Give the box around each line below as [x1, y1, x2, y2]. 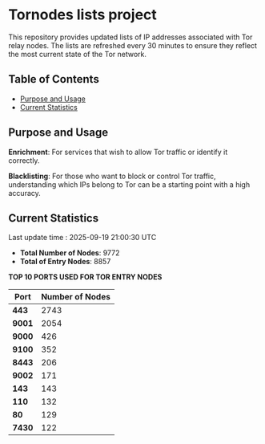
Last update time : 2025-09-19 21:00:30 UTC [8, 233, 157, 242]
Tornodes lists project [8, 6, 158, 24]
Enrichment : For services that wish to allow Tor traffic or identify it [8, 147, 228, 157]
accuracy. [8, 188, 42, 198]
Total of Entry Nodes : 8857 [19, 257, 111, 267]
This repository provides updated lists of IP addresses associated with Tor [8, 32, 253, 42]
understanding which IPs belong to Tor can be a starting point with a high [8, 179, 251, 189]
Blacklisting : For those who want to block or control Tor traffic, [8, 171, 216, 181]
